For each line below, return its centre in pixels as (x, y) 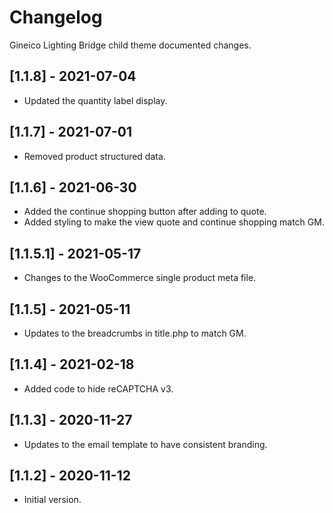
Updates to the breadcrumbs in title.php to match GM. (135, 333)
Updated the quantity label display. (95, 100)
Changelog (56, 17)
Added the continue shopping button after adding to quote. (145, 212)
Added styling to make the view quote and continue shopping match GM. (174, 222)
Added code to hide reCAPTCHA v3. (98, 388)
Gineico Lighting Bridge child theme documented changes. (130, 45)
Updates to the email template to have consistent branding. (145, 444)
